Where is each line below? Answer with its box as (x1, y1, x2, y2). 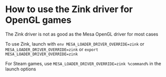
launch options (5, 66, 36, 72)
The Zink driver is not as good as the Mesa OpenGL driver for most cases (5, 31, 158, 37)
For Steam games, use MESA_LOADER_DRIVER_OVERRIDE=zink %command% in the (5, 60, 161, 66)
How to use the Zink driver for (5, 4, 133, 15)
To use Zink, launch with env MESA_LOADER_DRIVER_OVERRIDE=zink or (5, 41, 145, 47)
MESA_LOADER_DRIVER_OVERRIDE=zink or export (5, 46, 99, 52)
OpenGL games (5, 14, 72, 26)
